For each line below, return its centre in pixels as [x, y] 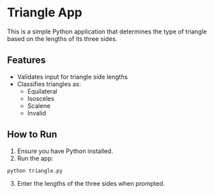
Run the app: [35, 158]
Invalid [37, 113]
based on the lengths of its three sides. [62, 38]
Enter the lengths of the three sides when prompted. [91, 184]
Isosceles [41, 98]
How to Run [32, 135]
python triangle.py [35, 171]
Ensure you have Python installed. [65, 151]
